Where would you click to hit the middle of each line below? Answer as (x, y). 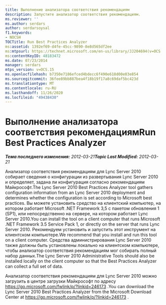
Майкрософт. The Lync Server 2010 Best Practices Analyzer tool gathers (79, 187)
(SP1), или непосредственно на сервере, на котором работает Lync (77, 214)
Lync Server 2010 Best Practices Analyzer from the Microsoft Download (78, 292)
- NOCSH (13, 38)
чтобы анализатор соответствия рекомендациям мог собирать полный (81, 250)
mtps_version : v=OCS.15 (30, 70)
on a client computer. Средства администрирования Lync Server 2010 (78, 240)
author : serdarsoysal (28, 28)
